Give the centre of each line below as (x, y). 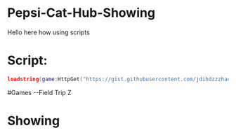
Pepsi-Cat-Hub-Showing (81, 13)
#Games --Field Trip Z (39, 92)
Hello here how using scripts (48, 32)
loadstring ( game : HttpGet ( (45, 79)
